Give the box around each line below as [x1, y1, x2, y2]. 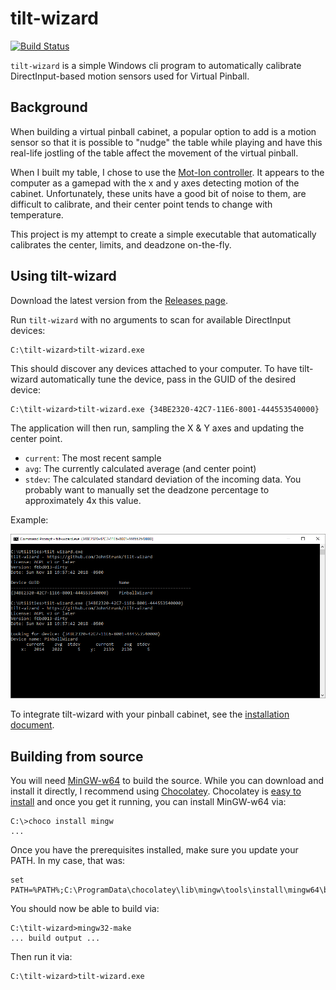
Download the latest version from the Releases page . [10, 294, 228, 306]
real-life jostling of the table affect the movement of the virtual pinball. [10, 147, 299, 159]
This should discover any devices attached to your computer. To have [10, 362, 298, 374]
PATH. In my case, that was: [10, 854, 126, 866]
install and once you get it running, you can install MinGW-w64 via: [10, 795, 287, 807]
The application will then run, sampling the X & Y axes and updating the [10, 422, 305, 434]
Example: [10, 513, 49, 526]
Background [10, 99, 88, 116]
